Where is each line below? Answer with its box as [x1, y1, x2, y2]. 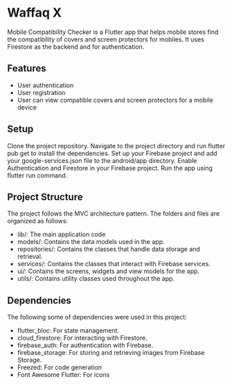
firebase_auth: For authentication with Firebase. [17, 341, 154, 349]
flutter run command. [7, 171, 68, 180]
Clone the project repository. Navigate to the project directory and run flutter [7, 141, 226, 150]
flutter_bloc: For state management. [17, 326, 120, 335]
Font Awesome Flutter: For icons [17, 371, 110, 379]
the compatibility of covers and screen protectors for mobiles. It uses [7, 35, 204, 43]
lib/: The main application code [17, 230, 106, 238]
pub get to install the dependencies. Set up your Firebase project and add [7, 149, 217, 157]
